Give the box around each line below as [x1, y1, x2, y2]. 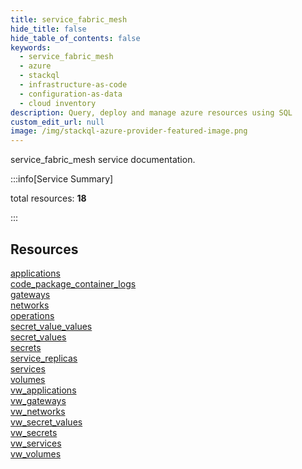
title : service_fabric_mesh [10, 14, 128, 25]
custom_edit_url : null [10, 117, 105, 127]
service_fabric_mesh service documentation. [10, 154, 196, 166]
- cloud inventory [19, 98, 97, 108]
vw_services [10, 437, 62, 449]
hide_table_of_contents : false [10, 33, 141, 43]
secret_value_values [10, 320, 93, 332]
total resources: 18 [10, 192, 87, 205]
